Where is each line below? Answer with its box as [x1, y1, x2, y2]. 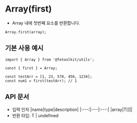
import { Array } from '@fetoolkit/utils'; [5, 57, 95, 62]
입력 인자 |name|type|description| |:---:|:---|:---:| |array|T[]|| [12, 107, 133, 112]
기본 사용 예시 [5, 44, 44, 52]
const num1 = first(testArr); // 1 [5, 78, 77, 83]
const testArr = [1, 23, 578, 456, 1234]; [5, 74, 92, 79]
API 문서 [5, 93, 29, 101]
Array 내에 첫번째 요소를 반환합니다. [12, 20, 80, 26]
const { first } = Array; [5, 65, 57, 71]
